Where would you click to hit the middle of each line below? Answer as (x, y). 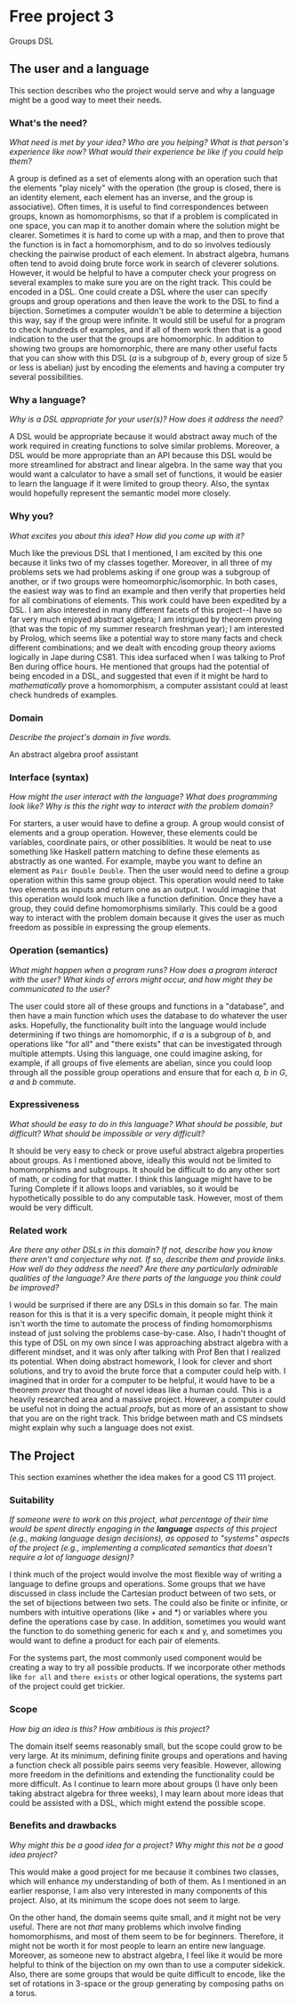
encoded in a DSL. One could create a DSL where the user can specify (139, 292)
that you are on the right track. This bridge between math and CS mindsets (146, 1418)
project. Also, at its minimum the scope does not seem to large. (125, 1900)
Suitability (32, 1500)
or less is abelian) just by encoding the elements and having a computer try (147, 367)
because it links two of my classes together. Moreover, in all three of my (141, 562)
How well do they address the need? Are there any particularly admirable (144, 1268)
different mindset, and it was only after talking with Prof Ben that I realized (145, 1352)
